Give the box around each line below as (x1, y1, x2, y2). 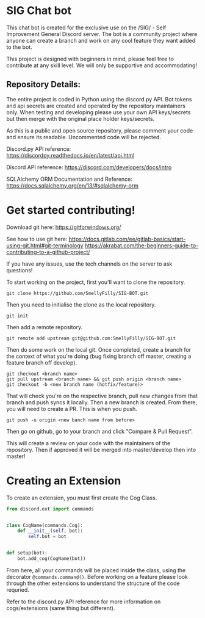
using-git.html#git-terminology (6, 242, 84, 249)
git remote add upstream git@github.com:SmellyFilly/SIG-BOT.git (6, 335, 176, 341)
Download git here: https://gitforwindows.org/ (6, 224, 121, 231)
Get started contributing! (6, 203, 135, 217)
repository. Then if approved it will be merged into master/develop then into (6, 446, 196, 453)
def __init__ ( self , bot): (17, 528, 84, 534)
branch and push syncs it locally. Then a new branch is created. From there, (6, 398, 197, 406)
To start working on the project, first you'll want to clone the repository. (6, 278, 185, 286)
